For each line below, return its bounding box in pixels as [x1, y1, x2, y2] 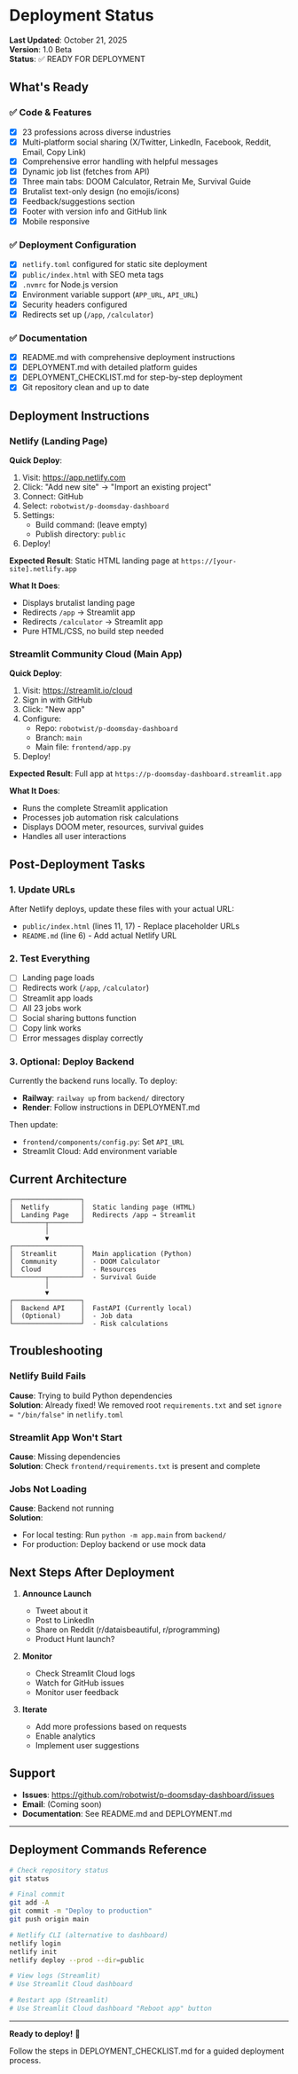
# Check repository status [9, 1866, 109, 1874]
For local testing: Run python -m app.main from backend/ [21, 1529, 227, 1540]
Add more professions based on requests [35, 1722, 187, 1732]
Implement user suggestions [35, 1740, 140, 1751]
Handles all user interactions [21, 831, 127, 842]
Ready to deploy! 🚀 [9, 2028, 81, 2039]
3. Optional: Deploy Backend [9, 1055, 135, 1067]
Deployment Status [9, 5, 154, 26]
